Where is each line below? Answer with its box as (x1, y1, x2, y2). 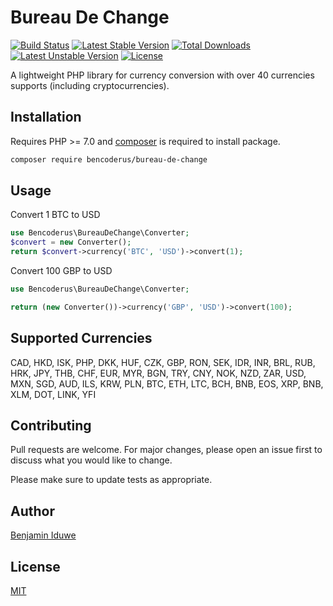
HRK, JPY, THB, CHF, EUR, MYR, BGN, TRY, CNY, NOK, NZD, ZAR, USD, (10, 367, 307, 379)
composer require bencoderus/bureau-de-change (10, 154, 208, 165)
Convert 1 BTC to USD (10, 209, 101, 221)
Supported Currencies (10, 330, 153, 347)
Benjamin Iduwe (10, 529, 77, 541)
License (10, 558, 61, 575)
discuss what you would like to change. (10, 454, 173, 466)
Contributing (10, 417, 92, 435)
